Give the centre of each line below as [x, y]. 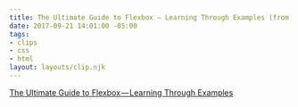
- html [21, 59]
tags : [19, 34]
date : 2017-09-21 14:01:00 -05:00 [74, 26]
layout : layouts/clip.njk [57, 68]
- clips [24, 42]
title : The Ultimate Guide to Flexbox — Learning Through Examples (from [149, 17]
